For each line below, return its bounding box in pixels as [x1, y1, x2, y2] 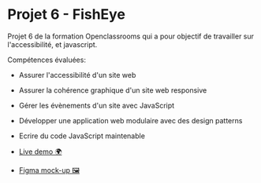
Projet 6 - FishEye [7, 5, 125, 24]
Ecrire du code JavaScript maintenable [18, 131, 145, 141]
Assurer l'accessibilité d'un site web [18, 70, 136, 79]
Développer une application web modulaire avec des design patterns [18, 115, 243, 125]
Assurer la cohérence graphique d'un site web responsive [18, 85, 207, 95]
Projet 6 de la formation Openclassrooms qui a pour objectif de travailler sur [7, 31, 254, 41]
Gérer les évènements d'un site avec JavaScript [18, 101, 175, 110]
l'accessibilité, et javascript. [7, 39, 98, 49]
